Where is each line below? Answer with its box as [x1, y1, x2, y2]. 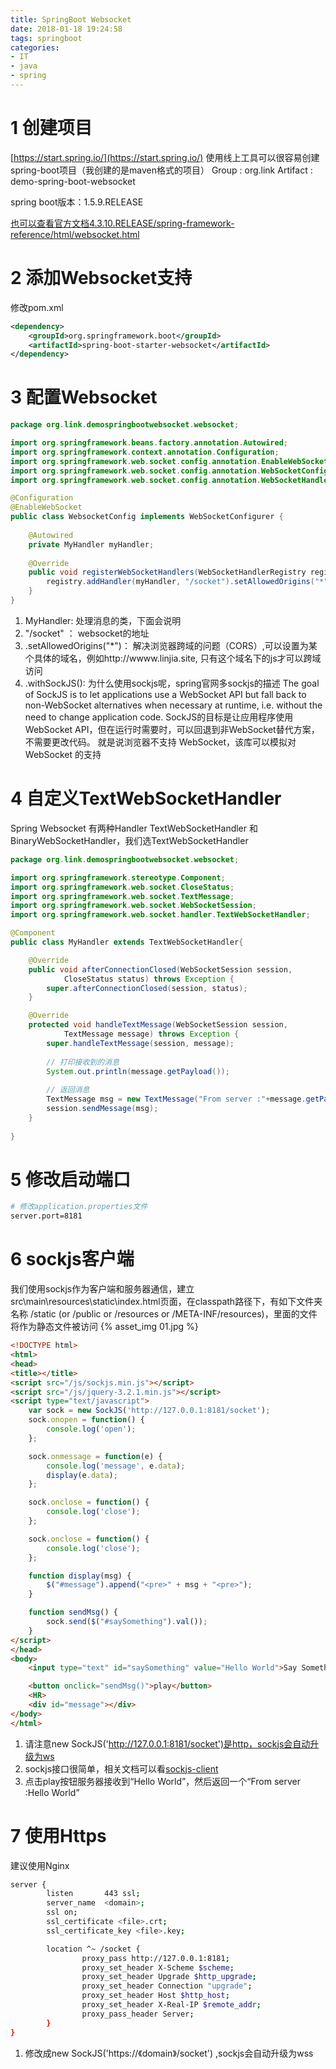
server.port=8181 [10, 1211, 83, 1221]
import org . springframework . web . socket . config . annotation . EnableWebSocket [10, 456, 329, 466]
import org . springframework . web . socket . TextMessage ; [10, 891, 235, 901]
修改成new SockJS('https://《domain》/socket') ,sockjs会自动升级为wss [24, 2047, 314, 2059]
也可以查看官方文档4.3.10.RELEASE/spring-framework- [10, 217, 235, 229]
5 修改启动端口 [10, 1168, 132, 1191]
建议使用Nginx [10, 1859, 70, 1871]
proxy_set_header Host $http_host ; [81, 1991, 230, 2001]
